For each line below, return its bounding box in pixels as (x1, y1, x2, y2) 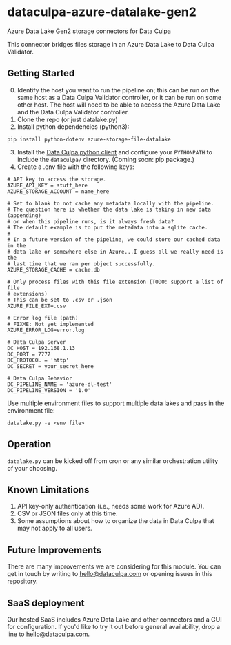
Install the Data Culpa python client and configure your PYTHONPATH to (17, 147, 212, 156)
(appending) (7, 212, 41, 219)
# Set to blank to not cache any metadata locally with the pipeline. (7, 200, 214, 207)
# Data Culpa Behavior (7, 375, 72, 382)
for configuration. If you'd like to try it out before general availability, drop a (7, 623, 221, 631)
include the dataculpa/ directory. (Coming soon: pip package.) (17, 155, 195, 163)
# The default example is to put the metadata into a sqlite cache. (7, 224, 208, 231)
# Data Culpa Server (7, 338, 67, 345)
